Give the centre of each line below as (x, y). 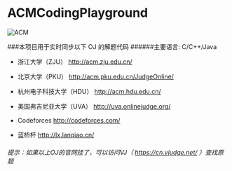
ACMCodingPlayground (78, 13)
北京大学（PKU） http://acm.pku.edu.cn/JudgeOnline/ (95, 76)
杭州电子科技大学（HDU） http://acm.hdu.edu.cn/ (89, 91)
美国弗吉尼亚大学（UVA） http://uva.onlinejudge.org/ (94, 106)
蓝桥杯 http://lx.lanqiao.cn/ (56, 135)
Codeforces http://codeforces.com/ (69, 120)
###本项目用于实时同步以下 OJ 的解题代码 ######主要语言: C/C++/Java (112, 46)
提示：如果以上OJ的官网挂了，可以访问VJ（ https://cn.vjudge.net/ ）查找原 (116, 152)
